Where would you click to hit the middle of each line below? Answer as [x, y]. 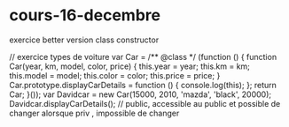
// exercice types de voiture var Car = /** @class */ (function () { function [143, 56]
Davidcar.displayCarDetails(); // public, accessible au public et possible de [145, 103]
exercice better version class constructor [84, 40]
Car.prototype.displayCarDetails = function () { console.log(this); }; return [143, 85]
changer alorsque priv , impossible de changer [94, 113]
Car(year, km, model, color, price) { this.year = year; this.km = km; [130, 66]
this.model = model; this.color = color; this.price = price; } [115, 75]
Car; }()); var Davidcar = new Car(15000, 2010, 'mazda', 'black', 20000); [141, 94]
